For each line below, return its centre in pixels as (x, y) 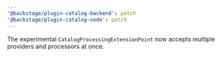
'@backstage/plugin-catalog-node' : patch (67, 20)
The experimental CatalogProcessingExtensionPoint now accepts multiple (111, 39)
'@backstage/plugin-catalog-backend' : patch (72, 13)
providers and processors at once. (56, 46)
